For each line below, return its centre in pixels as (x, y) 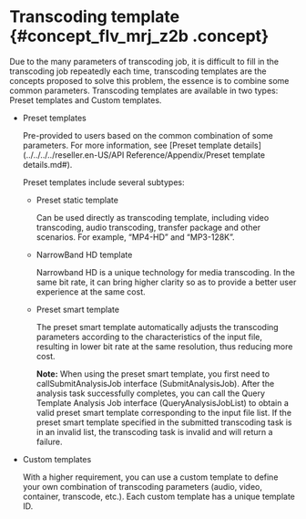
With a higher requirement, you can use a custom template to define (150, 477)
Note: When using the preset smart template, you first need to (153, 374)
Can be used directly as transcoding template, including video (153, 217)
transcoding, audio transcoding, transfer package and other (148, 227)
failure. (49, 441)
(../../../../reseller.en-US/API (73, 155)
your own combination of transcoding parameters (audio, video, (142, 486)
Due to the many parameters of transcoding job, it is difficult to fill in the (144, 61)
